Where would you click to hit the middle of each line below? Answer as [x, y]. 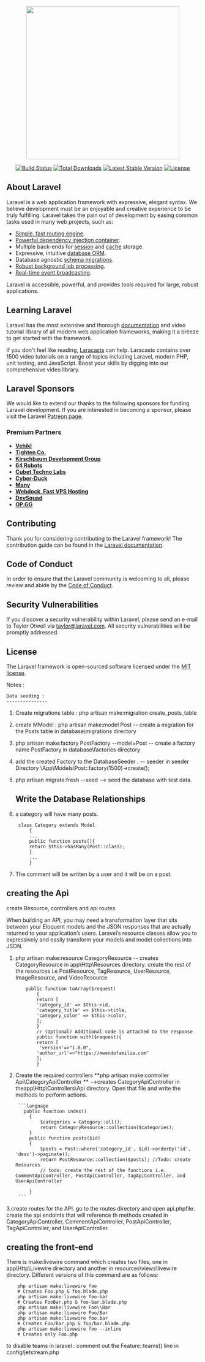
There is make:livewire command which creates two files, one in [87, 1262]
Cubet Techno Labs [40, 471]
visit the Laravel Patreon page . [45, 416]
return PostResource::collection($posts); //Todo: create [115, 1159]
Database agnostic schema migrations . [65, 259]
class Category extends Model [57, 825]
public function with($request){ [79, 1037]
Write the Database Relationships [80, 799]
